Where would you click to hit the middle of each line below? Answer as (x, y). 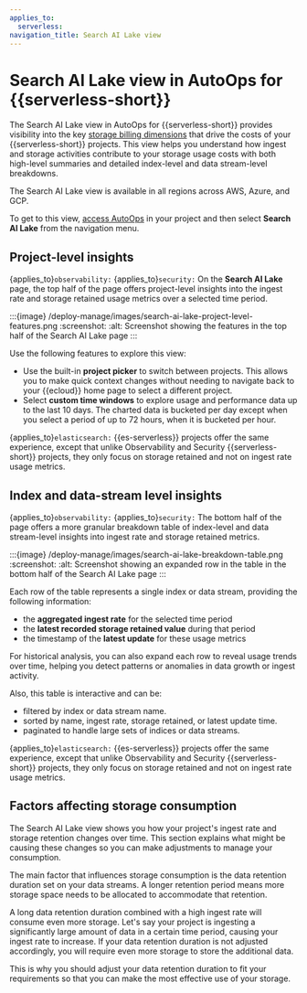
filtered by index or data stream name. (95, 710)
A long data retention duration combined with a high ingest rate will (136, 912)
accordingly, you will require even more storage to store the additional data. (152, 951)
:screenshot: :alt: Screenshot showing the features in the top (173, 326)
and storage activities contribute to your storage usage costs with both (143, 154)
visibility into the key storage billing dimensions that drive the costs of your (150, 134)
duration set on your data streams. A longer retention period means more (147, 884)
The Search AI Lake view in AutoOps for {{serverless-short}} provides (141, 125)
